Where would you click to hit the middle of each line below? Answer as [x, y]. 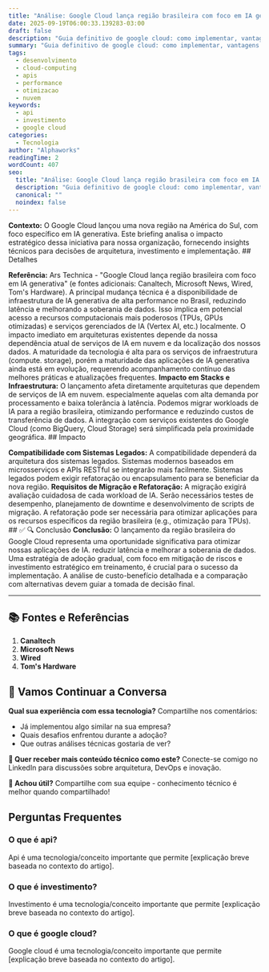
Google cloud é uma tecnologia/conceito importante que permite [115, 951]
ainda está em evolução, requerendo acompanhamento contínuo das [122, 368]
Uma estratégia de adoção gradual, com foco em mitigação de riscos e [125, 558]
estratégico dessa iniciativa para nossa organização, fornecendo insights [129, 242]
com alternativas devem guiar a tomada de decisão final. [102, 584]
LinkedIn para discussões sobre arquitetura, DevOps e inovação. [115, 768]
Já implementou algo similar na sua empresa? [95, 726]
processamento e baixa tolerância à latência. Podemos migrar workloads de [133, 403]
